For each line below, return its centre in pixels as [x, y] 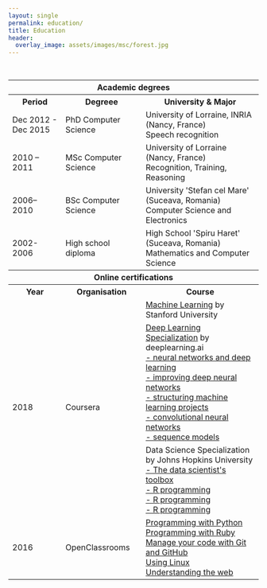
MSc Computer [93, 158]
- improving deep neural [192, 377]
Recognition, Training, [186, 168]
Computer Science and [189, 210]
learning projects [177, 407]
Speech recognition [182, 134]
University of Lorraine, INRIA [199, 115]
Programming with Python [194, 523]
